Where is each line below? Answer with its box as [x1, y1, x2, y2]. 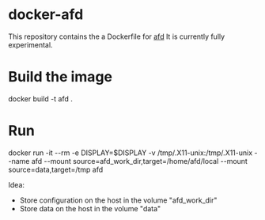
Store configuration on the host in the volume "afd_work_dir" [19, 195, 218, 205]
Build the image [8, 68, 113, 86]
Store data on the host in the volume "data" [19, 203, 161, 213]
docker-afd [8, 6, 84, 24]
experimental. [8, 40, 53, 49]
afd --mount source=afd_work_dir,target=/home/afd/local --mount [31, 156, 248, 165]
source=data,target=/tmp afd [8, 165, 104, 174]
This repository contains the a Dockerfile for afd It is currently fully [8, 32, 225, 41]
